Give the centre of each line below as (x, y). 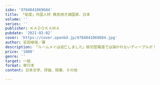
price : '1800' (20, 51)
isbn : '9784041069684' (29, 10)
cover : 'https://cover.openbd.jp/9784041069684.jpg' (61, 38)
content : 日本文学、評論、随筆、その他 (41, 70)
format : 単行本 (20, 65)
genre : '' (15, 56)
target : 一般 (18, 61)
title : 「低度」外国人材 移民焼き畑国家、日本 (48, 14)
